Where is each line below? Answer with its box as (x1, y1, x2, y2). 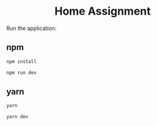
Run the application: (6, 24, 57, 32)
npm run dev (6, 69, 37, 76)
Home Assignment (54, 4, 151, 18)
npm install (6, 58, 37, 65)
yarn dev (6, 114, 29, 120)
